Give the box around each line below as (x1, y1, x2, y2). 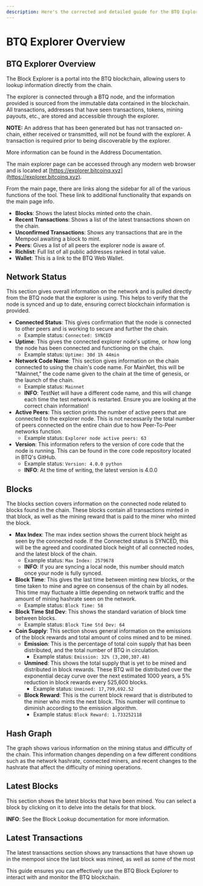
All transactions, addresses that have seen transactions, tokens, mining (6, 106, 184, 113)
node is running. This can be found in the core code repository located (14, 447, 192, 454)
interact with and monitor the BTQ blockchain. (6, 873, 120, 881)
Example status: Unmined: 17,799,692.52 (33, 685, 134, 693)
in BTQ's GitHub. (14, 454, 57, 461)
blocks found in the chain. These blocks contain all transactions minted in (6, 506, 189, 514)
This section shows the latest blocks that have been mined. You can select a (6, 797, 196, 804)
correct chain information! (24, 403, 89, 410)
